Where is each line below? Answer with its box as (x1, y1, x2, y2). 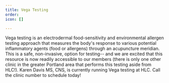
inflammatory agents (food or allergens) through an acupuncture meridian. (5, 46, 160, 52)
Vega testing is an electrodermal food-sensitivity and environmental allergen (5, 35, 164, 41)
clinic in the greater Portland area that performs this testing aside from (5, 61, 152, 68)
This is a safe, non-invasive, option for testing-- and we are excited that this (5, 51, 163, 57)
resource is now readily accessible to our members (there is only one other (5, 56, 161, 62)
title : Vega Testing (5, 7, 49, 13)
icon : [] (5, 17, 24, 22)
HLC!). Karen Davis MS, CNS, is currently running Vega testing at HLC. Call (5, 67, 160, 73)
